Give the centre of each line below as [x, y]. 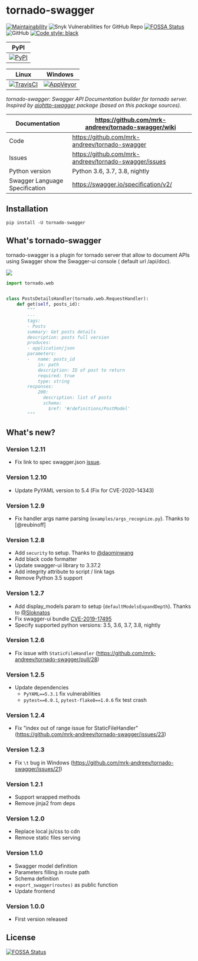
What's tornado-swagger [54, 241]
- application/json [51, 348]
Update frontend [35, 891]
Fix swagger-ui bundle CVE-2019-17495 [63, 619]
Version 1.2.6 [25, 640]
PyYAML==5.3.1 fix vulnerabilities [62, 694]
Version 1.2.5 [25, 675]
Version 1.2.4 [26, 715]
